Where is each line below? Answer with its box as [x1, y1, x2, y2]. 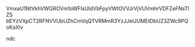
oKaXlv [6, 23, 23, 31]
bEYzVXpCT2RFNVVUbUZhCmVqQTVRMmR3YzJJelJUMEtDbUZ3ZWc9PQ [6, 18, 189, 24]
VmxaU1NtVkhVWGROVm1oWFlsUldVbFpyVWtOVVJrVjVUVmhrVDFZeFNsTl [6, 5, 189, 12]
